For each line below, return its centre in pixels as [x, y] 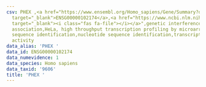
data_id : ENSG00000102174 [39, 52]
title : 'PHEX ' [26, 75]
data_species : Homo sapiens [42, 63]
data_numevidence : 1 [33, 58]
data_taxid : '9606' [31, 69]
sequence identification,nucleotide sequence [71, 35]
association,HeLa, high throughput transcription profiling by [94, 29]
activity [23, 40]
